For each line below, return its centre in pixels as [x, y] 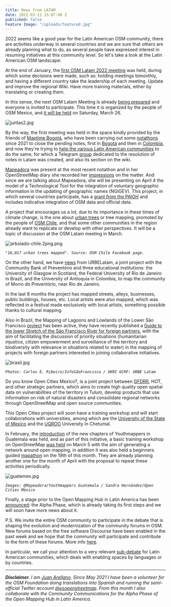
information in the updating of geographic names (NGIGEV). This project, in [84, 191]
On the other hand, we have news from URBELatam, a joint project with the [84, 262]
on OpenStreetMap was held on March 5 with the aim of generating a [78, 445]
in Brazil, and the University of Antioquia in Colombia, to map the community [85, 279]
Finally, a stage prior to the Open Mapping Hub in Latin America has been [82, 500]
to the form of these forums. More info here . [51, 542]
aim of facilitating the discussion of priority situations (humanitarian [76, 336]
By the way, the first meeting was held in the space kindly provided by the [83, 133]
